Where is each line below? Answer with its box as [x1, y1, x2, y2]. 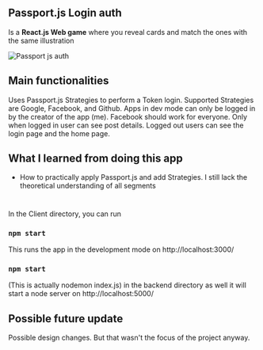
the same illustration [8, 36, 74, 45]
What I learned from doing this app [8, 152, 184, 165]
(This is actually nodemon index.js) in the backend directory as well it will [8, 280, 247, 290]
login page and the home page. [8, 128, 111, 138]
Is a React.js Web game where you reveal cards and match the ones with [8, 27, 248, 36]
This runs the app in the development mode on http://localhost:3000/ [8, 245, 234, 254]
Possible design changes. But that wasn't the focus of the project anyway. [8, 333, 250, 343]
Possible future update [8, 312, 124, 325]
